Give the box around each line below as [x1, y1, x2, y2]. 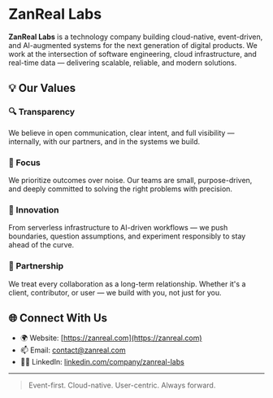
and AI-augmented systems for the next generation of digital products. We [8, 40, 258, 50]
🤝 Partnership [8, 260, 64, 272]
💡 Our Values [8, 81, 76, 95]
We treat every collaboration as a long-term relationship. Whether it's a [8, 278, 246, 289]
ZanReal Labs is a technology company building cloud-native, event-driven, [8, 32, 263, 42]
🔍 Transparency [8, 107, 76, 118]
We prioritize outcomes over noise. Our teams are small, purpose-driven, [8, 175, 253, 185]
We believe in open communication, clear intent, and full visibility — [8, 128, 235, 138]
